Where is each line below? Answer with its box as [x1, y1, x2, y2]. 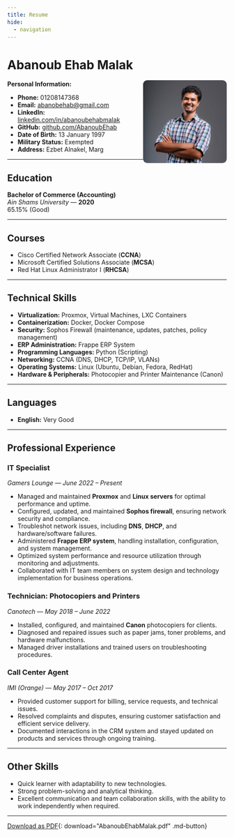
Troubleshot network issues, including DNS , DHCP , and [17, 522, 178, 530]
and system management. [17, 544, 93, 552]
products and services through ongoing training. [17, 734, 157, 742]
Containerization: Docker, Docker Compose [17, 318, 145, 326]
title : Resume [7, 11, 49, 18]
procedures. [17, 650, 53, 658]
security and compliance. [17, 515, 91, 523]
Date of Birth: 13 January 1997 [17, 130, 106, 139]
